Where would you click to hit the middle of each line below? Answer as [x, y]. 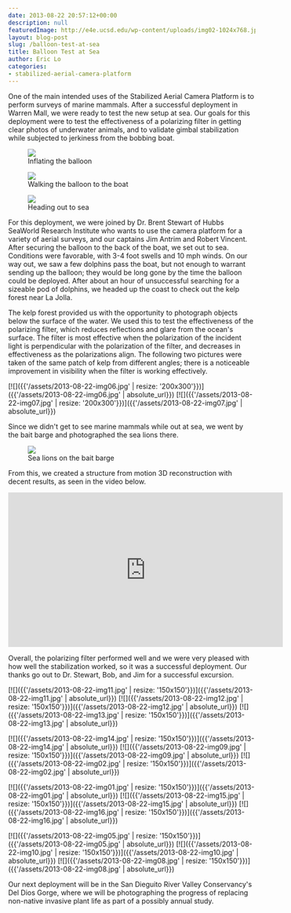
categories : [27, 67]
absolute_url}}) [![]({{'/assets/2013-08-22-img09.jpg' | [158, 747]
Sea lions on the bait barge [71, 458]
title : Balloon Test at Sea [54, 52]
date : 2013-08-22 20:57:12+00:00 [63, 15]
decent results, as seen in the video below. [77, 481]
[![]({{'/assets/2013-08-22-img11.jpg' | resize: [82, 690]
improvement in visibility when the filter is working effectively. [108, 371]
